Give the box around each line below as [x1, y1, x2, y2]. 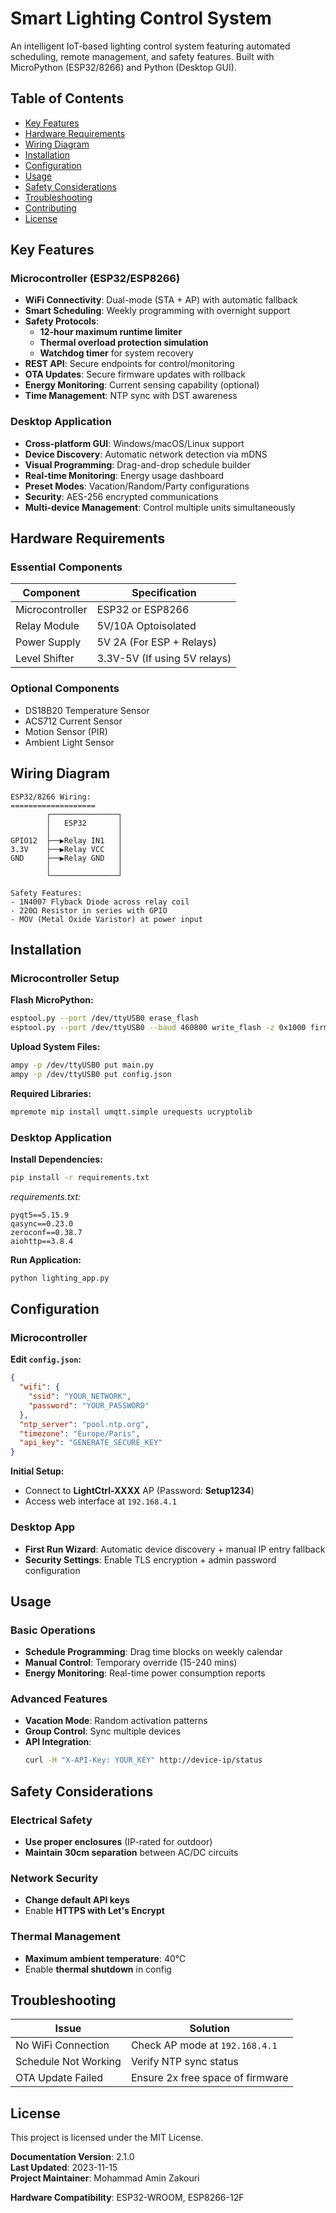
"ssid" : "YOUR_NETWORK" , [28, 1392, 132, 1402]
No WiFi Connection [15, 2038, 110, 2052]
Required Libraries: [10, 1087, 92, 1099]
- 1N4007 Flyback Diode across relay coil [10, 897, 190, 907]
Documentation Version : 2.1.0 [10, 2151, 135, 2163]
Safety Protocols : [24, 315, 99, 327]
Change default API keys [24, 1894, 130, 1906]
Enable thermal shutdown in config [24, 1963, 172, 1975]
